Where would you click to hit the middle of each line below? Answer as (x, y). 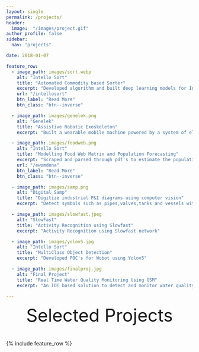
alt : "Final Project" (43, 274)
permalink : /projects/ (34, 17)
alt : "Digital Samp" (42, 193)
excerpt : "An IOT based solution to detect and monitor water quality (106, 285)
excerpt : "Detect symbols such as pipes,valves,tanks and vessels (100, 204)
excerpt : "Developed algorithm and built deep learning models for (102, 89)
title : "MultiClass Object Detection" (65, 253)
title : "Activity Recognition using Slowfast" (75, 225)
